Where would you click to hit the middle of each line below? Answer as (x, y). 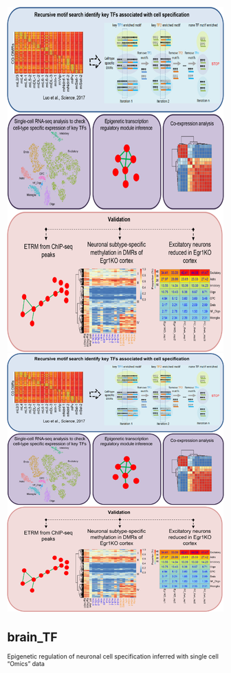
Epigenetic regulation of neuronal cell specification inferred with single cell (113, 656)
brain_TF (32, 637)
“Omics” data (26, 663)
